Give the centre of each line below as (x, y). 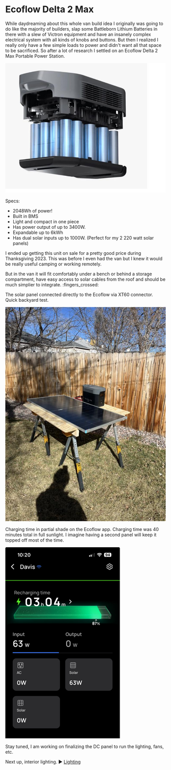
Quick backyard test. (27, 300)
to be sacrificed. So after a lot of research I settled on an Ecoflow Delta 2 (81, 50)
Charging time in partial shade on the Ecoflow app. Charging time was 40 (82, 529)
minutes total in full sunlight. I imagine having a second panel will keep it (81, 535)
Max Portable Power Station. (35, 56)
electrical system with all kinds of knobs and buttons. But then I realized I (82, 40)
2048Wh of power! (32, 211)
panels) (21, 244)
